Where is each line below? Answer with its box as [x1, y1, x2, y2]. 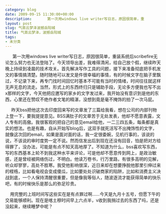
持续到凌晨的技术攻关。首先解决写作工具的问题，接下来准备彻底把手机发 [13, 65, 161, 71]
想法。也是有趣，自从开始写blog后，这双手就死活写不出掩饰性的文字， [13, 125, 157, 131]
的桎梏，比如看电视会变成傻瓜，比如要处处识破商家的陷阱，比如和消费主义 [5, 168, 157, 174]
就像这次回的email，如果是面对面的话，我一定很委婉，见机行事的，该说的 [5, 131, 155, 137]
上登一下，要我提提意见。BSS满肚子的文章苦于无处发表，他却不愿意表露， [5, 113, 157, 119]
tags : [5, 35, 16, 40]
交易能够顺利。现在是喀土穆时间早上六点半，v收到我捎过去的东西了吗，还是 [5, 197, 159, 203]
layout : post [5, 21, 32, 26]
